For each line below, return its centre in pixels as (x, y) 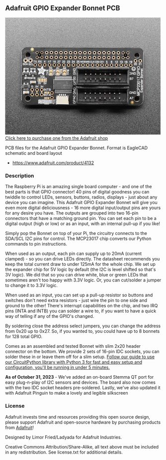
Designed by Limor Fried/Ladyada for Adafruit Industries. (64, 437)
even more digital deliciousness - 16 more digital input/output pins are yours (83, 208)
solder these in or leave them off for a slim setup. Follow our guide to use (80, 357)
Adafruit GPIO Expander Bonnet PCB (63, 8)
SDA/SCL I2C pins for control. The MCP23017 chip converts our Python (78, 238)
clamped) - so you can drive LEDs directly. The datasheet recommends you (83, 259)
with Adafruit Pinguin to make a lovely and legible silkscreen (67, 393)
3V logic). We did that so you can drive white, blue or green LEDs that (76, 275)
